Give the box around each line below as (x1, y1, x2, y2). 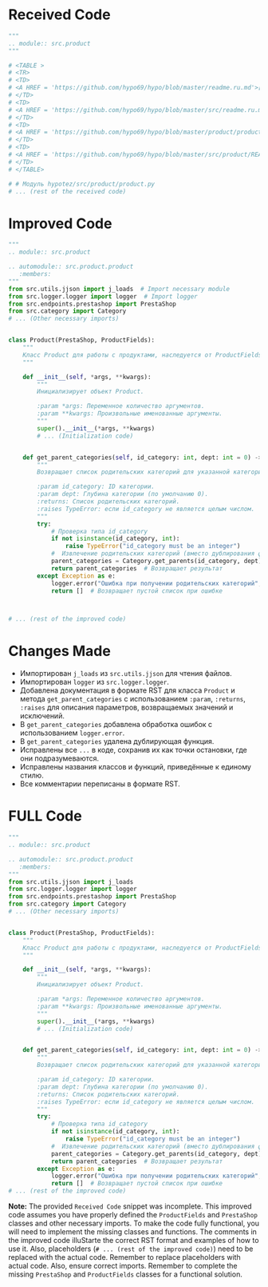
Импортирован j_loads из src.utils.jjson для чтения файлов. (19, 669, 233, 678)
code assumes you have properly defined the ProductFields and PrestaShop (8, 1210, 258, 1219)
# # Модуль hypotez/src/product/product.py (8, 180, 156, 188)
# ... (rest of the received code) (8, 187, 127, 195)
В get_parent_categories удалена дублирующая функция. (19, 737, 215, 746)
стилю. (19, 770, 44, 781)
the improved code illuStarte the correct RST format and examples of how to (8, 1236, 259, 1245)
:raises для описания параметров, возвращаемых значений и (19, 702, 234, 713)
